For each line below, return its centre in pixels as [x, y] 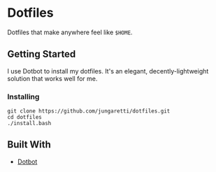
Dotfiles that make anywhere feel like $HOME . [70, 32]
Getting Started [42, 54]
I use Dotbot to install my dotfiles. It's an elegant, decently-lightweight [108, 71]
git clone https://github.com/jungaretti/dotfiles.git [89, 111]
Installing [23, 96]
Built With [29, 145]
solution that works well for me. [52, 78]
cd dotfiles [24, 117]
